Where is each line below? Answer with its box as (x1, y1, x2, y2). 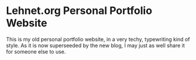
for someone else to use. (6, 48, 66, 55)
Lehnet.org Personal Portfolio (6, 4, 153, 17)
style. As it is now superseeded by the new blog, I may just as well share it (6, 42, 185, 49)
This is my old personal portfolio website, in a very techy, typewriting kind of (6, 36, 190, 43)
